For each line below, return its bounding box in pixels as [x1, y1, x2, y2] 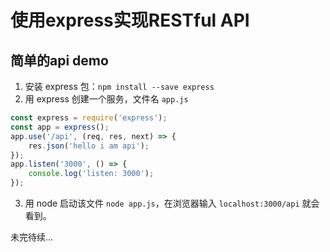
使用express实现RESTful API [10, 9, 250, 32]
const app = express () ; [10, 122, 110, 132]
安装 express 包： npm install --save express [24, 81, 215, 92]
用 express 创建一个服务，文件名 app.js [24, 93, 189, 105]
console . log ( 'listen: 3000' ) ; [28, 169, 155, 179]
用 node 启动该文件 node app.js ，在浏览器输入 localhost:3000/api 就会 [24, 197, 320, 209]
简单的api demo [10, 52, 109, 69]
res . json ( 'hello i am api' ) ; [28, 141, 150, 151]
